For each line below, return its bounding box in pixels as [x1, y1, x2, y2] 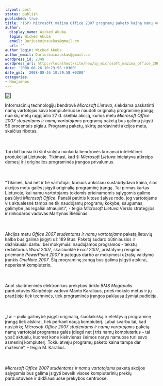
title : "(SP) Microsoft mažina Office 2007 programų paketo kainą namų [5, 20, 153, 26]
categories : [5, 75, 29, 80]
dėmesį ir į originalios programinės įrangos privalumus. [5, 159, 115, 165]
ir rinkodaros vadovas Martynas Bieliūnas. [5, 210, 89, 216]
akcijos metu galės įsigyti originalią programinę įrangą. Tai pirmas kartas [5, 185, 149, 191]
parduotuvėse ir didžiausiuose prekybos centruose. [5, 375, 108, 381]
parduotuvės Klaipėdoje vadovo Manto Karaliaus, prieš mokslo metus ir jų [5, 288, 152, 293]
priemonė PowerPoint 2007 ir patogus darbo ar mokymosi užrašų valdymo [5, 252, 154, 257]
